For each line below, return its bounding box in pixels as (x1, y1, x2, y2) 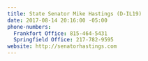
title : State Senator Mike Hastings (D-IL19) (7, 10, 142, 18)
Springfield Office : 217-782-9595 (13, 36, 114, 43)
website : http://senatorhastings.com (7, 43, 117, 50)
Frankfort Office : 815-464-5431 (13, 29, 108, 37)
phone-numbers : (7, 23, 52, 30)
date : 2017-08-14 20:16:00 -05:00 (7, 17, 108, 24)
